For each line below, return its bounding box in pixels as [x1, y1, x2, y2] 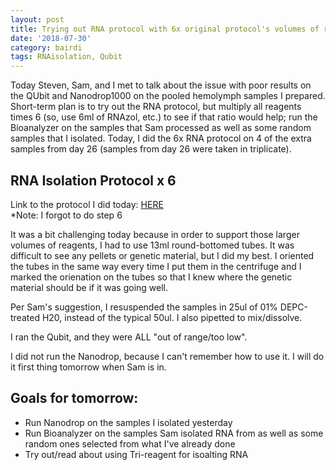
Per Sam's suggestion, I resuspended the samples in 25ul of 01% [10, 301, 278, 313]
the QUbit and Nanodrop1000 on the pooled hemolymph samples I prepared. [10, 90, 326, 102]
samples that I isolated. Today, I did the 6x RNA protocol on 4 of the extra [10, 132, 312, 145]
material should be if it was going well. [10, 281, 169, 293]
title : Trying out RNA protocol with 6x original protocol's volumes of [10, 24, 320, 34]
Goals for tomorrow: [10, 390, 139, 407]
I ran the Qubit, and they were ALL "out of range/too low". [10, 331, 248, 343]
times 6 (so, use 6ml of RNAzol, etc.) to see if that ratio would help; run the [10, 111, 318, 123]
